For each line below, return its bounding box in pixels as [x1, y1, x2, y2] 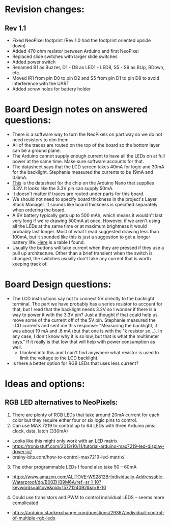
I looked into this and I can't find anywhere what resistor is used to [19, 349, 159, 355]
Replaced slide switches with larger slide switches [12, 53, 118, 59]
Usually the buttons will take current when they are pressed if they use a [12, 244, 164, 251]
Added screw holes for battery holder [12, 86, 91, 92]
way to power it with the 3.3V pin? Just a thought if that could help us [12, 312, 158, 318]
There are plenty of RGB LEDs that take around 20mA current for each [12, 412, 160, 418]
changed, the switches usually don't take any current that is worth [12, 255, 151, 261]
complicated [12, 500, 39, 506]
